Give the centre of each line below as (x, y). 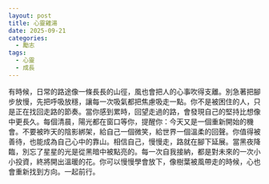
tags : (17, 53)
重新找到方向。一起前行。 (57, 171)
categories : (28, 38)
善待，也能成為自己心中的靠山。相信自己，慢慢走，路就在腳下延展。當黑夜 (131, 142)
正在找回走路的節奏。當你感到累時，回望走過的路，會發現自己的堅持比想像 (138, 111)
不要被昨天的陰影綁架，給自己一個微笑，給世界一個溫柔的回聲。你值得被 (141, 131)
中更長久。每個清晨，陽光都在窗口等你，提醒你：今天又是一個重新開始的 (127, 122)
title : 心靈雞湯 (33, 23)
